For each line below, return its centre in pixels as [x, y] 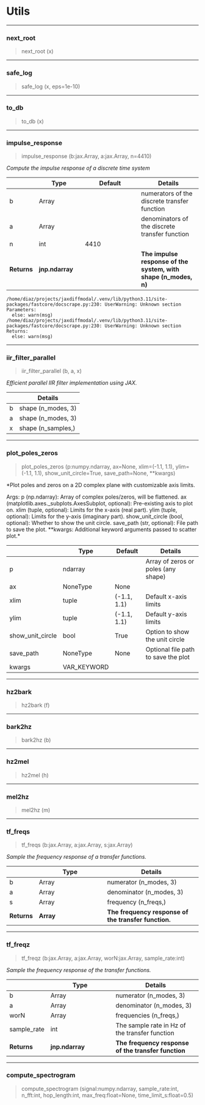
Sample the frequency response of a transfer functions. [76, 857]
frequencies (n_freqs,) [148, 1015]
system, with [160, 270]
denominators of [165, 219]
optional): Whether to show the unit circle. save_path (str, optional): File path [102, 522]
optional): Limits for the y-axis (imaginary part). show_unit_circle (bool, [95, 516]
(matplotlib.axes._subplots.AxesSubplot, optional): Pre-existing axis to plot [100, 503]
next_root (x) [37, 51]
